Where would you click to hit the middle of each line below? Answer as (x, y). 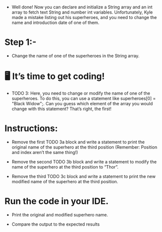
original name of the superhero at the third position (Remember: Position (84, 147)
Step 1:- (20, 42)
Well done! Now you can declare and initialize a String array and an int (82, 7)
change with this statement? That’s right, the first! (61, 109)
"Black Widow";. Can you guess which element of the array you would (82, 103)
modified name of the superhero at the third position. (65, 181)
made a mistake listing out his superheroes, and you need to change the (84, 17)
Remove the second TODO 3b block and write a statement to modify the (84, 162)
